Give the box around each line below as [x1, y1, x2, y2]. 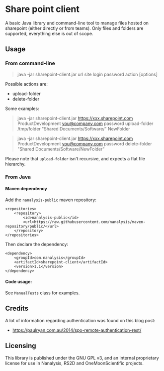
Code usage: [5, 279, 32, 285]
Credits [5, 304, 29, 313]
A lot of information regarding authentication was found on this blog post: [5, 317, 156, 323]
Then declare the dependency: [5, 241, 69, 247]
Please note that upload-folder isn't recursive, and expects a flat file [5, 155, 145, 161]
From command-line [5, 60, 56, 67]
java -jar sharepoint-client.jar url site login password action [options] [17, 71, 158, 77]
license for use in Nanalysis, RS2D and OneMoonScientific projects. [5, 360, 144, 366]
